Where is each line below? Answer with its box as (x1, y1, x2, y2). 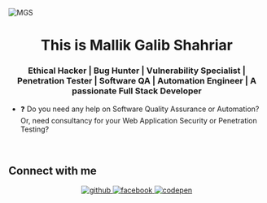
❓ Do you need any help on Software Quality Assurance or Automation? (20, 104, 260, 114)
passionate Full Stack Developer (72, 85, 202, 97)
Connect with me (8, 163, 98, 178)
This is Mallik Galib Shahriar (40, 37, 234, 54)
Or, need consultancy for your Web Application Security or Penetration (20, 116, 258, 126)
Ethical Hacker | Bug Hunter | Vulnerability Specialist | (28, 65, 246, 76)
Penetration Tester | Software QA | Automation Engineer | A (17, 76, 256, 87)
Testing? (20, 124, 50, 134)
